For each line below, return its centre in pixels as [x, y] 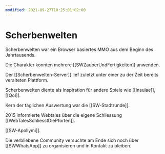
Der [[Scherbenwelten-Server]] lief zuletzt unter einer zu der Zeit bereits [82, 74]
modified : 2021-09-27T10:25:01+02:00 [46, 10]
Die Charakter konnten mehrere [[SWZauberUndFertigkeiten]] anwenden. [83, 65]
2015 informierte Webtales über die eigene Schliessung [64, 115]
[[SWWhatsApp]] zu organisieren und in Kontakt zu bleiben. [68, 145]
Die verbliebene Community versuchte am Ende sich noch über [72, 140]
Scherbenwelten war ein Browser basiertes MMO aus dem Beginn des [79, 49]
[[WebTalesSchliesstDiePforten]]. [40, 120]
